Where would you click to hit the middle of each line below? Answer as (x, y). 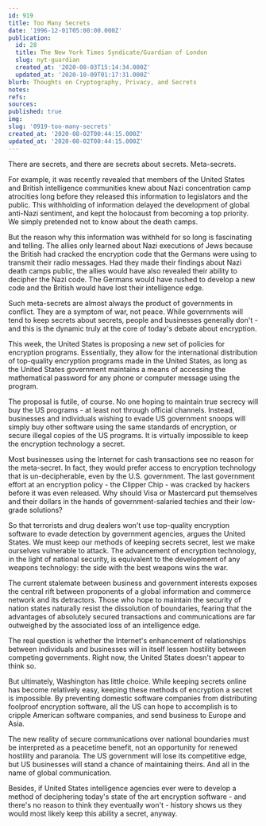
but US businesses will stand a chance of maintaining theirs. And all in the (129, 764)
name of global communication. (60, 773)
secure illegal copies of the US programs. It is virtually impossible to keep (128, 435)
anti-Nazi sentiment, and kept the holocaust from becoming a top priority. (129, 213)
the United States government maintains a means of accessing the (117, 369)
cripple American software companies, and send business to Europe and (127, 715)
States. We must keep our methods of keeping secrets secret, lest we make (132, 542)
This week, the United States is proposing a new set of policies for (117, 343)
